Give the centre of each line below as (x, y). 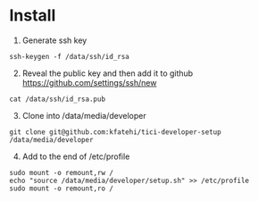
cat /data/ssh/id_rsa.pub (57, 99)
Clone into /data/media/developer (84, 115)
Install (33, 16)
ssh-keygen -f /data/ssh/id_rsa (69, 56)
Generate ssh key (54, 40)
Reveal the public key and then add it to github (108, 73)
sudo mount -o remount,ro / (62, 188)
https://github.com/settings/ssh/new (89, 82)
